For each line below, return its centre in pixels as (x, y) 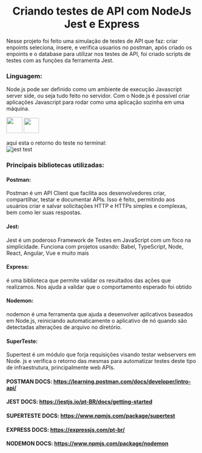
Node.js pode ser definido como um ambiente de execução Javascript (94, 89)
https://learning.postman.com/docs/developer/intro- (122, 381)
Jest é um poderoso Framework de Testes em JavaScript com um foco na (99, 240)
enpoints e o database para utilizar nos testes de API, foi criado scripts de (99, 54)
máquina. (18, 109)
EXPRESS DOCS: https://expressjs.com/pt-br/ (66, 429)
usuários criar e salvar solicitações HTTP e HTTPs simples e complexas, (97, 206)
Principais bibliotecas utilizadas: (56, 165)
